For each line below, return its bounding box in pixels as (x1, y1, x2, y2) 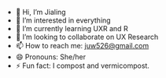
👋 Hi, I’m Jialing (15, 8, 66, 16)
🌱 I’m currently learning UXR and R (15, 24, 128, 33)
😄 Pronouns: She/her (15, 52, 87, 62)
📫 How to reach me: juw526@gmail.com (15, 41, 149, 50)
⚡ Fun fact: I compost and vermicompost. (15, 61, 149, 70)
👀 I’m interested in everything (15, 16, 112, 25)
